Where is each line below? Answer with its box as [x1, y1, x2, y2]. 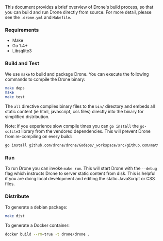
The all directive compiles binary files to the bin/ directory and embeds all [5, 103, 155, 109]
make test [5, 95, 25, 100]
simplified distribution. [5, 114, 49, 120]
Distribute [5, 193, 29, 200]
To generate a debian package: [5, 204, 67, 210]
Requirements [5, 26, 39, 33]
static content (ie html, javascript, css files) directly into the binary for [5, 109, 144, 115]
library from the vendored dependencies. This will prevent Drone [21, 128, 151, 134]
